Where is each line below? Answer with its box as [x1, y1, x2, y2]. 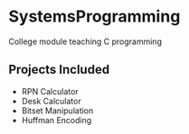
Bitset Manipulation [21, 105, 94, 116]
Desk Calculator [21, 95, 82, 106]
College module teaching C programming [8, 36, 162, 47]
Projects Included [8, 62, 110, 77]
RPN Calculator [21, 85, 79, 96]
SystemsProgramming [8, 6, 181, 27]
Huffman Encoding [21, 114, 92, 125]
